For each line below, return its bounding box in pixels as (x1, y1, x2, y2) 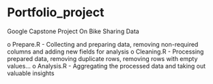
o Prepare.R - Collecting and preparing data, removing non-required (7, 40, 199, 48)
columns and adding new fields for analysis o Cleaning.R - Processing (7, 47, 204, 56)
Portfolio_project (7, 5, 104, 20)
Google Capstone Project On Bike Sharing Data (7, 27, 140, 35)
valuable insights (7, 69, 55, 77)
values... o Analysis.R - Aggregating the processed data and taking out (7, 62, 206, 70)
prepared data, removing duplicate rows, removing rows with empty (7, 54, 198, 62)
